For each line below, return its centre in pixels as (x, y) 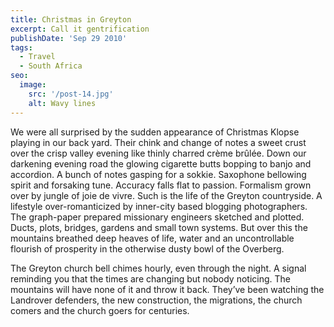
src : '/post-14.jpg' (71, 94)
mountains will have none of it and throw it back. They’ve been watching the (167, 289)
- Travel (37, 57)
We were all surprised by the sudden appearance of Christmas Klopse (155, 132)
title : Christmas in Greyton (71, 19)
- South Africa (51, 66)
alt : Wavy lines (62, 103)
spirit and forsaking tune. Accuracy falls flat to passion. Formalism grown (161, 185)
